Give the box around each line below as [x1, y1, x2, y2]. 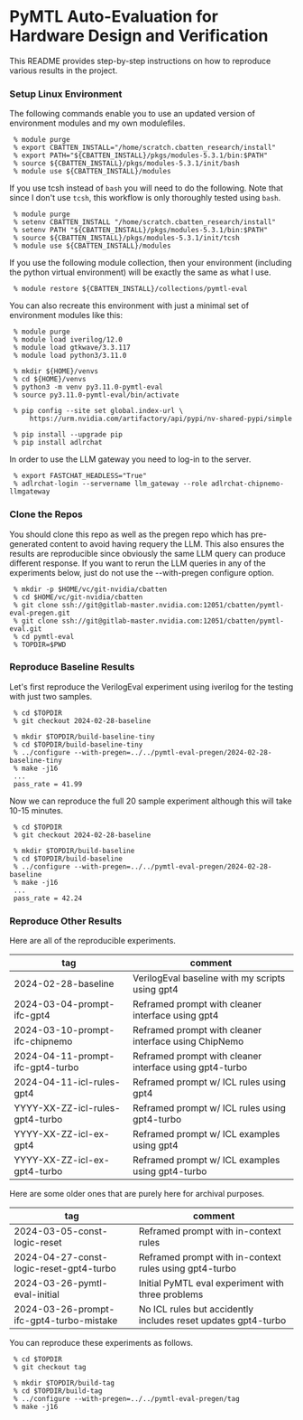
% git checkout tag [13, 1363, 87, 1372]
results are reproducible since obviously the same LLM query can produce [9, 548, 286, 559]
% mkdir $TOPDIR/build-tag [13, 1378, 115, 1388]
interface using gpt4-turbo [132, 1061, 248, 1074]
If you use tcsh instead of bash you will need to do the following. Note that [9, 183, 284, 193]
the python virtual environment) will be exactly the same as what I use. [9, 267, 271, 277]
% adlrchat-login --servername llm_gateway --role [13, 479, 207, 489]
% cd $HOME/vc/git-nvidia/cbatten [13, 592, 143, 602]
